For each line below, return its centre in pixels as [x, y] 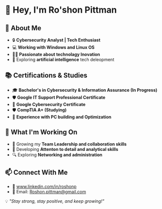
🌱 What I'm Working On [41, 132]
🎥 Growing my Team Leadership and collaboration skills [69, 144]
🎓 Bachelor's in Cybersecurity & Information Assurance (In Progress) [85, 90]
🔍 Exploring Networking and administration [57, 155]
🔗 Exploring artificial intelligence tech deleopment [63, 60]
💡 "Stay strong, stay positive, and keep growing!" [55, 201]
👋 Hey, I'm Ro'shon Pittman [61, 10]
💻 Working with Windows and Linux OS [53, 47]
